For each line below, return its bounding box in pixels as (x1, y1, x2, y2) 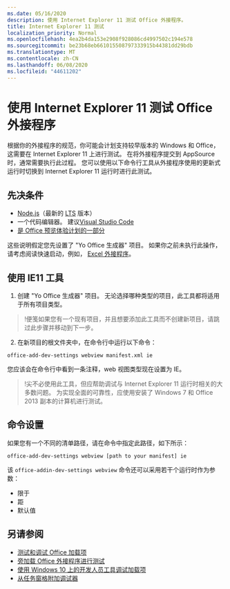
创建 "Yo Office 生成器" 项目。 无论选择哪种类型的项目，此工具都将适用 (17, 292, 220, 300)
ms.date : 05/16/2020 (7, 10, 67, 17)
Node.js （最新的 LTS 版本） (17, 209, 96, 218)
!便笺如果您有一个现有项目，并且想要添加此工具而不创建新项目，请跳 (23, 315, 220, 324)
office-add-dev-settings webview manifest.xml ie (7, 352, 153, 359)
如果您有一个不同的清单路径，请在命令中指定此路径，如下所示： (7, 438, 189, 447)
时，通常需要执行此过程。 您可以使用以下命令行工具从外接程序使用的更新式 (7, 158, 221, 167)
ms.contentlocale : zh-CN (7, 55, 79, 62)
